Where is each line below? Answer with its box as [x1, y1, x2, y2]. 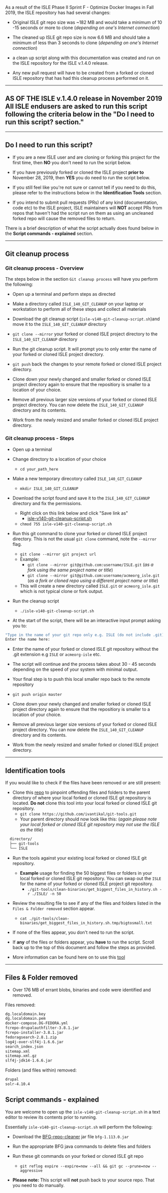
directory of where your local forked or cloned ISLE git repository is [12, 795, 151, 801]
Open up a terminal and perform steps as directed [12, 291, 116, 297]
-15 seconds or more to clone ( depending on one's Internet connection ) [12, 25, 160, 31]
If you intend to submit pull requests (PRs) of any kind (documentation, [12, 199, 158, 205]
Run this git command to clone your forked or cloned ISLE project [12, 530, 147, 536]
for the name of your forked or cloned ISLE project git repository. [19, 881, 153, 887]
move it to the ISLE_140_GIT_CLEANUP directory [12, 321, 107, 327]
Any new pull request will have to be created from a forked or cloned [12, 70, 154, 76]
